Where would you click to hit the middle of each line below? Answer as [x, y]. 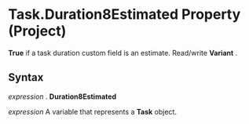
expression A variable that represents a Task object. [92, 111]
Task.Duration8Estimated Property [124, 15]
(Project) [37, 31]
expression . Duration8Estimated [62, 97]
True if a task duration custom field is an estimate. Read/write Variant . [123, 53]
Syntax [26, 77]
